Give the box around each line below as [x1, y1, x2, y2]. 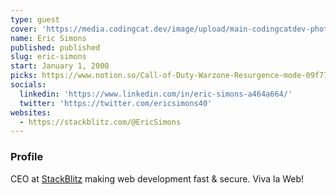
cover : [10, 24, 38, 34]
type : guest [10, 14, 60, 25]
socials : [10, 80, 47, 90]
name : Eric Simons [10, 33, 87, 43]
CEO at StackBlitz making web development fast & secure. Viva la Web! [10, 172, 305, 185]
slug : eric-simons [10, 52, 87, 62]
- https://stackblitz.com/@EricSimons [19, 117, 182, 127]
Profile [10, 150, 44, 164]
